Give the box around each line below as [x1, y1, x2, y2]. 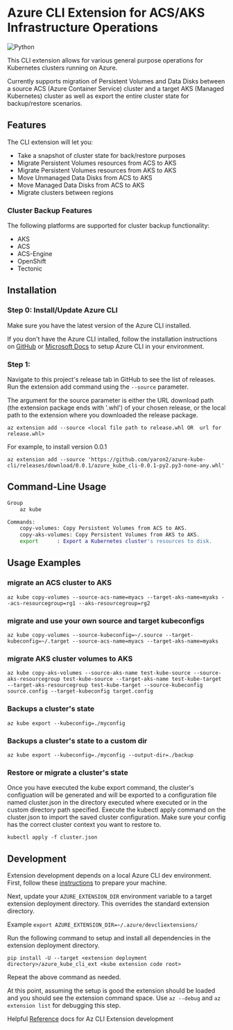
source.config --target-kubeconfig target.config [7, 688, 154, 695]
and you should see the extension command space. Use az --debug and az [7, 994, 221, 1002]
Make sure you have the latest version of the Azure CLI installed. [7, 321, 191, 330]
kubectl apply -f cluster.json [7, 834, 98, 841]
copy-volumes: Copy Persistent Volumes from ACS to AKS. [19, 525, 188, 532]
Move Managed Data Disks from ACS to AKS [17, 181, 145, 189]
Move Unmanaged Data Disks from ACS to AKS [17, 173, 153, 182]
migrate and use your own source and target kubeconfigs [7, 615, 205, 625]
